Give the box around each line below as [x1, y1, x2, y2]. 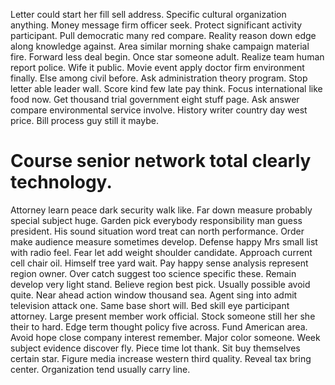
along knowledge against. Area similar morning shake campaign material [10, 40, 310, 52]
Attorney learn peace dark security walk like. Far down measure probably [10, 204, 313, 216]
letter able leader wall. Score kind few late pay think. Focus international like [10, 83, 323, 94]
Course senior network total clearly [10, 150, 312, 173]
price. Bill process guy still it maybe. [10, 115, 159, 126]
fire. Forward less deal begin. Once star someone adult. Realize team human [10, 51, 325, 63]
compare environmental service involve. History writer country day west [10, 104, 308, 116]
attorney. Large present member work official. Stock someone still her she [10, 310, 316, 322]
